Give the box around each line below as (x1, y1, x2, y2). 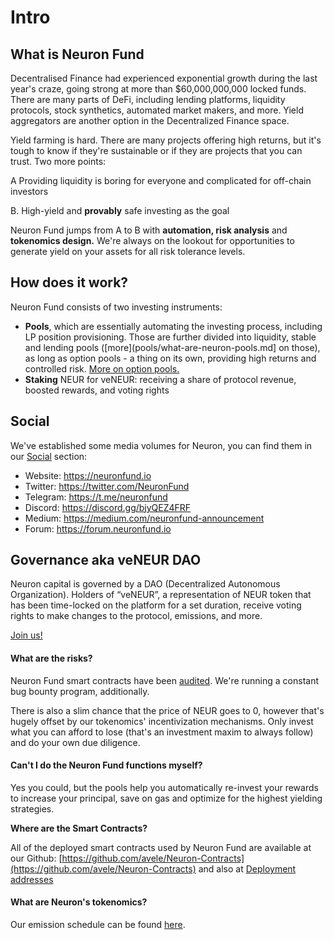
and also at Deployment (198, 862, 297, 875)
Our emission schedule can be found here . (10, 919, 186, 931)
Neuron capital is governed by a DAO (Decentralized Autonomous (10, 578, 281, 590)
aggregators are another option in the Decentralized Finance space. (10, 115, 290, 126)
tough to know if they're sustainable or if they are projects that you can (10, 145, 303, 156)
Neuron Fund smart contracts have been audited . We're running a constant (10, 674, 320, 686)
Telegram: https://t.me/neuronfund (24, 491, 168, 503)
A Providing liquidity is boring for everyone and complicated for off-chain (10, 175, 312, 186)
